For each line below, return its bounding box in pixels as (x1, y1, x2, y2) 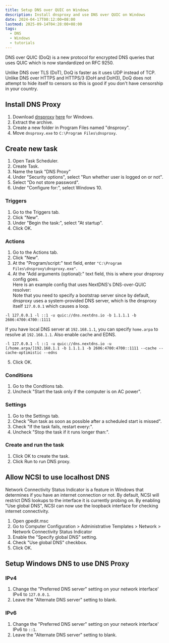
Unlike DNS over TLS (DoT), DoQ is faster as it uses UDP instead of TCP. (5, 69, 156, 75)
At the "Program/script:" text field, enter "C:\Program (12, 260, 122, 266)
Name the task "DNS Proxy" (12, 169, 71, 175)
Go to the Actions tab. (12, 249, 59, 255)
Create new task (5, 144, 58, 153)
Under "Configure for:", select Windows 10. (12, 185, 102, 191)
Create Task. (12, 163, 39, 170)
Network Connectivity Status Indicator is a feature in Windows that (5, 487, 144, 493)
